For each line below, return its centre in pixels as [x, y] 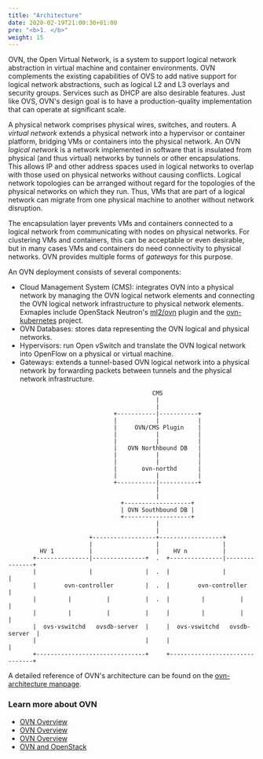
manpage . [65, 684]
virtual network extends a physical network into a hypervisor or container [127, 133]
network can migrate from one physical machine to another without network [131, 200]
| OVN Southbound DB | [157, 510]
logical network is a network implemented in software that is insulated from [130, 150]
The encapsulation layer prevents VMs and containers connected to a [121, 224]
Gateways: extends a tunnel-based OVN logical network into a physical [134, 363]
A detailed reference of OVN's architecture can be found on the [111, 676]
